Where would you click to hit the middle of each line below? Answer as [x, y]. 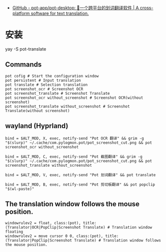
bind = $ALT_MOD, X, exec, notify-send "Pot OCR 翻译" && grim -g [75, 138]
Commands [24, 65]
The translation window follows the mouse [73, 204]
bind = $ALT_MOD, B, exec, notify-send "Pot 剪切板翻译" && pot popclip [80, 185]
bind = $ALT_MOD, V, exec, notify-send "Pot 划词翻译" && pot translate [81, 175]
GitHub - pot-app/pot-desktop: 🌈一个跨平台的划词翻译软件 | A [76, 8]
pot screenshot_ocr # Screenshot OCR [44, 89]
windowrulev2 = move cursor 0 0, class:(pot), [54, 236]
